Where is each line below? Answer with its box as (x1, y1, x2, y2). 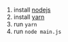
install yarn (13, 13, 45, 21)
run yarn (13, 20, 37, 28)
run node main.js (13, 27, 62, 35)
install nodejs (13, 6, 51, 14)
